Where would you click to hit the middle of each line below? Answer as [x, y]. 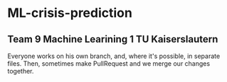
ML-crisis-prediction [70, 13]
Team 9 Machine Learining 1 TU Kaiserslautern [113, 39]
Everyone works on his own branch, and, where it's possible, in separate [114, 56]
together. [21, 71]
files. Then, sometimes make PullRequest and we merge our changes [109, 64]
